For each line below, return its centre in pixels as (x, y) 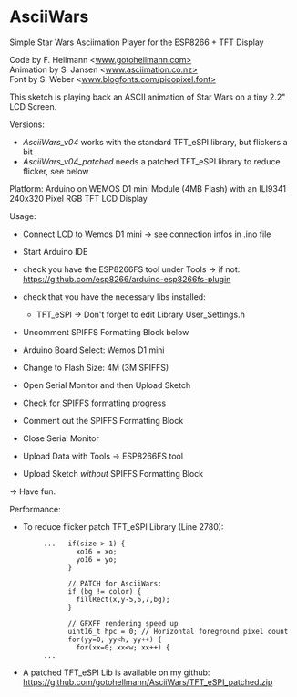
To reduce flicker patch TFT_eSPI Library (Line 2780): (123, 526)
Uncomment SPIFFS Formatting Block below (106, 332)
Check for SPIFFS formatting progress (94, 403)
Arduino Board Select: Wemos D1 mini (93, 350)
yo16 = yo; (97, 559)
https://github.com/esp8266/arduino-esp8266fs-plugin (127, 279)
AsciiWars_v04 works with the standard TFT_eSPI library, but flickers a (155, 142)
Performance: (35, 509)
